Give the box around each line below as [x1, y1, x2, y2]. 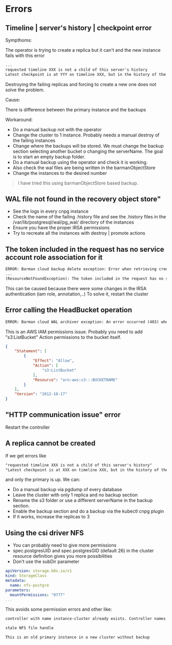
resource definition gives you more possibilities [12, 553, 113, 559]
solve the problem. [5, 87, 45, 93]
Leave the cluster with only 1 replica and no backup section [12, 492, 138, 498]
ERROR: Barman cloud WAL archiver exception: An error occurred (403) [5, 319, 159, 325]
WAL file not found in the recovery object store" [5, 195, 161, 204]
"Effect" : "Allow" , [32, 358, 74, 364]
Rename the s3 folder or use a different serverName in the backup [12, 497, 153, 503]
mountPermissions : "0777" [10, 592, 66, 597]
